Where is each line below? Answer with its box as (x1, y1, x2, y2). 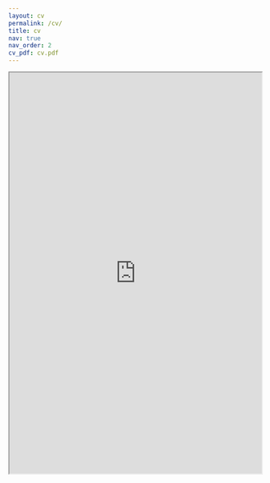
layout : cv (8, 11, 45, 20)
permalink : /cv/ (8, 19, 62, 27)
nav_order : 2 (8, 42, 52, 50)
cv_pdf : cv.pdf (8, 49, 59, 57)
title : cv (8, 26, 42, 34)
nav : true (8, 34, 42, 43)
